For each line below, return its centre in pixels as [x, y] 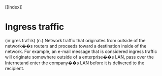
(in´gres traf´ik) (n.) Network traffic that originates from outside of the [75, 40]
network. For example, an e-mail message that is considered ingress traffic [81, 51]
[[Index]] [14, 7]
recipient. [15, 68]
